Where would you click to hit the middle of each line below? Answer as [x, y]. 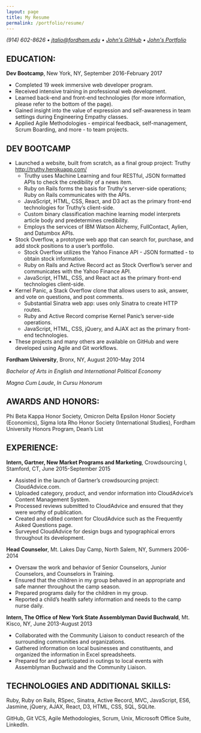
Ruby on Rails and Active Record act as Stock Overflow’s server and [108, 265]
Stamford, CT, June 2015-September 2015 [58, 468]
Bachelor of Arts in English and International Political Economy [84, 371]
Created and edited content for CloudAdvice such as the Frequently [99, 518]
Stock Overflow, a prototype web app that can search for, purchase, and [104, 240]
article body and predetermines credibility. [76, 220]
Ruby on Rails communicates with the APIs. [77, 195]
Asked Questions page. [44, 525]
